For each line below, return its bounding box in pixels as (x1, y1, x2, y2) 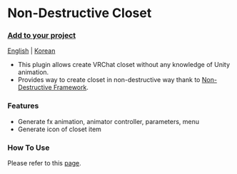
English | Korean (7, 46, 56, 55)
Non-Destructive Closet (7, 5, 152, 21)
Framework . (53, 83, 89, 92)
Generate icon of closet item (17, 125, 102, 133)
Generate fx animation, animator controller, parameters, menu (17, 117, 200, 126)
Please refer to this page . (7, 159, 82, 168)
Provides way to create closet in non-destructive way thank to (17, 76, 201, 84)
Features (7, 101, 39, 111)
